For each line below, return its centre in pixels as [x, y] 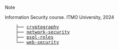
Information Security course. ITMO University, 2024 [60, 17]
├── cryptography [37, 27]
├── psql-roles [35, 37]
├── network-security [43, 32]
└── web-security [37, 42]
